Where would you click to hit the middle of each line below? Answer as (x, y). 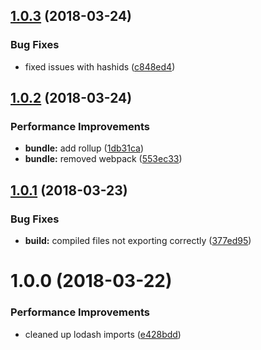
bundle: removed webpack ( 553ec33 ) (103, 159)
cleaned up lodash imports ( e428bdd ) (103, 334)
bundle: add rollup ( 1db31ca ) (84, 148)
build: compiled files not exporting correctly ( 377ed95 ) (138, 241)
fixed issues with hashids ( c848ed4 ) (100, 66)
